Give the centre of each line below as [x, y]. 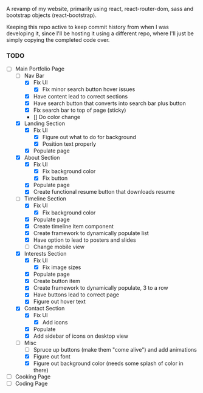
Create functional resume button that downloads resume [104, 192]
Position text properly [69, 144]
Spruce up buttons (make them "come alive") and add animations [115, 349]
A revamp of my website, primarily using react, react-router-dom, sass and [100, 9]
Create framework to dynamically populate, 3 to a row [101, 288]
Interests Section [45, 253]
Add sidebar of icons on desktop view [81, 336]
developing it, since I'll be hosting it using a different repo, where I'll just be [100, 33]
